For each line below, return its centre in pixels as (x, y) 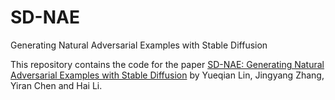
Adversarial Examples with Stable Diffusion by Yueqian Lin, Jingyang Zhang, (167, 75)
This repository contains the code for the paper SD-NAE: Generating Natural (167, 64)
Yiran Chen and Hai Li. (56, 85)
